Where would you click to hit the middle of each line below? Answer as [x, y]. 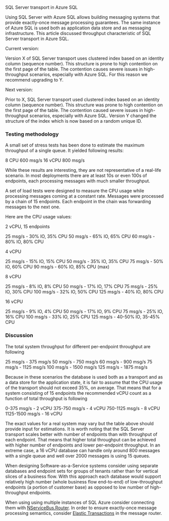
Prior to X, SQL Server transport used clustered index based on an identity [82, 99]
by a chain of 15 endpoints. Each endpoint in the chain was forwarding [78, 202]
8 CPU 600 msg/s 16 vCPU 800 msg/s [45, 160]
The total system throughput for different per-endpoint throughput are [78, 346]
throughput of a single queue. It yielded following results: [65, 151]
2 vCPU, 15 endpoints [27, 227]
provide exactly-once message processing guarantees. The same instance [83, 23]
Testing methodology [32, 134]
